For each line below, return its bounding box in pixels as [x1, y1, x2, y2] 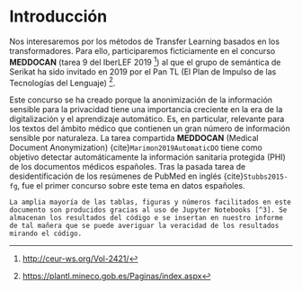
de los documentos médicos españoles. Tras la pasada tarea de [9, 162, 246, 172]
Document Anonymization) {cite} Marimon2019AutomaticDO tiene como [9, 142, 262, 154]
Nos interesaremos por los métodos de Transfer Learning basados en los [9, 36, 280, 47]
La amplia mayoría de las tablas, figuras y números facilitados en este [9, 198, 292, 207]
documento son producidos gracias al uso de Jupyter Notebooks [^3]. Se [9, 206, 288, 215]
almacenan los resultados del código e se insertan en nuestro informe [9, 214, 283, 223]
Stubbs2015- [243, 172, 289, 181]
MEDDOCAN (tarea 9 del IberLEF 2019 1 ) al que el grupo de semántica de [9, 55, 281, 67]
